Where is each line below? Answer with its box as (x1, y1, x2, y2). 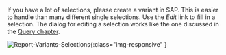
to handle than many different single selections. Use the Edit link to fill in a (7, 13, 216, 21)
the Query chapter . (7, 27, 60, 35)
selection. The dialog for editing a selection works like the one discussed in (7, 20, 219, 28)
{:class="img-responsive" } (90, 41, 168, 48)
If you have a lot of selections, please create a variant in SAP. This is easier (7, 6, 219, 14)
